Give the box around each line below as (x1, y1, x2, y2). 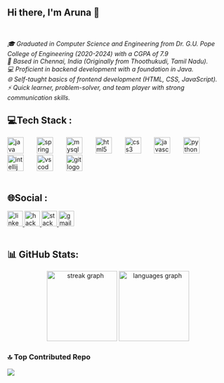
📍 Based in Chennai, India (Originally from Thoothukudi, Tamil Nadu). (7, 57, 209, 65)
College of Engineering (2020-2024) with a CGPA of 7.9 (7, 49, 169, 58)
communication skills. (7, 93, 70, 102)
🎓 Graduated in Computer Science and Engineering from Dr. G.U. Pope (7, 39, 216, 48)
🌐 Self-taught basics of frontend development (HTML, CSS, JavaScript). (7, 74, 218, 83)
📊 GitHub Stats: (7, 248, 79, 260)
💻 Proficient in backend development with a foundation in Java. (7, 65, 195, 73)
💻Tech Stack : (7, 114, 72, 126)
